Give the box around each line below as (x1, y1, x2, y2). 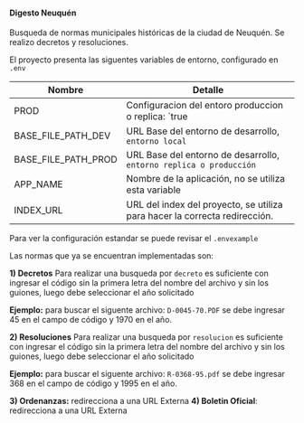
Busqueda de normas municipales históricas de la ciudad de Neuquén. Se (9, 27, 285, 38)
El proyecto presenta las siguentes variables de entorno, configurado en (9, 54, 279, 65)
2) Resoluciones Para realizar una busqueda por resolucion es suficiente (9, 332, 283, 343)
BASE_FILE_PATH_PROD (14, 154, 118, 166)
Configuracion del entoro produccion (126, 99, 283, 112)
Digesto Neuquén (9, 7, 77, 18)
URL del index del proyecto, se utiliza (126, 199, 283, 211)
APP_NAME (14, 178, 63, 191)
